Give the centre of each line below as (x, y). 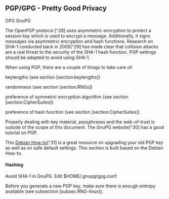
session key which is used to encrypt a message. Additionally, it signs (78, 36)
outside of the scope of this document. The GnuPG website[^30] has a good (85, 127)
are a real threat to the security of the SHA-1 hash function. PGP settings (81, 52)
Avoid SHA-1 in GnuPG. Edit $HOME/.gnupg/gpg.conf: (61, 176)
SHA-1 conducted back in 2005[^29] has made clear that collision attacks (82, 46)
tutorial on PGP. (22, 132)
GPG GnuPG (18, 20)
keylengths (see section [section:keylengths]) (53, 77)
